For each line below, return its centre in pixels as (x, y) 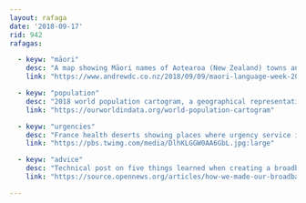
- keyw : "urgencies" (56, 127)
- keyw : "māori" (48, 60)
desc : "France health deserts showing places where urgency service (158, 135)
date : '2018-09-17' (46, 26)
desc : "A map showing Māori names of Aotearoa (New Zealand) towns (156, 68)
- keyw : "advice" (51, 160)
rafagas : (26, 43)
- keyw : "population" (59, 93)
